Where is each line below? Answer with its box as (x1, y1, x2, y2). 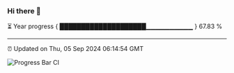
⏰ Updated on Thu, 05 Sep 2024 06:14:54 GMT (7, 45, 144, 53)
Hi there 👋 (7, 6, 42, 16)
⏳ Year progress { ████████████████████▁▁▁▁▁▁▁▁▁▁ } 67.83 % (7, 22, 223, 30)
